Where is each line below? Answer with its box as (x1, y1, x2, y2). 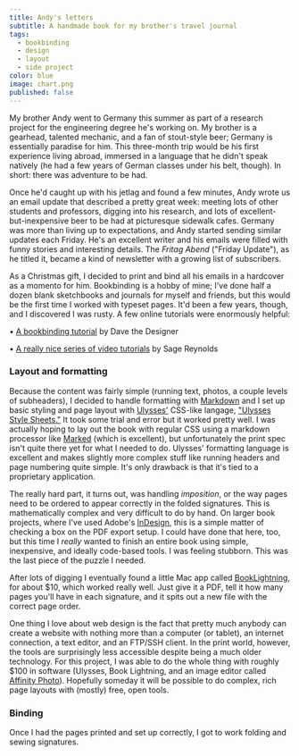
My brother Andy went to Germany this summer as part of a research (9, 113, 263, 123)
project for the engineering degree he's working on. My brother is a (9, 122, 257, 132)
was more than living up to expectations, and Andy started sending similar (9, 224, 282, 235)
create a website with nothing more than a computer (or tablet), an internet (9, 627, 284, 638)
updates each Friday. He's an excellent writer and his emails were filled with (9, 234, 288, 245)
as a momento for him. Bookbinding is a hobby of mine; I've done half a (9, 280, 272, 290)
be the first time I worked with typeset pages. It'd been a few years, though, (9, 298, 288, 309)
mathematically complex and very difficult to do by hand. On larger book (9, 507, 276, 518)
